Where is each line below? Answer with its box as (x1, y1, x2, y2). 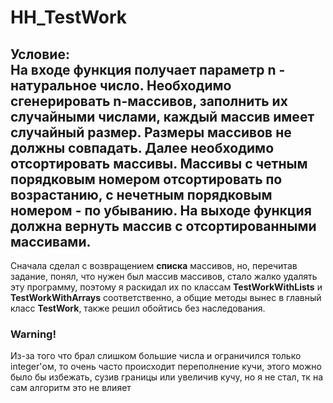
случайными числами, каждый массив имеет (10, 108, 315, 125)
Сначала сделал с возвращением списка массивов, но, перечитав (10, 260, 298, 271)
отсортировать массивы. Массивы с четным (10, 155, 308, 172)
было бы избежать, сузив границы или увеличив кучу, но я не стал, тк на (10, 371, 323, 383)
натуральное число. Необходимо (10, 77, 232, 94)
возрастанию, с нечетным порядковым (10, 186, 273, 203)
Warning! (10, 327, 57, 341)
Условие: (10, 46, 70, 63)
